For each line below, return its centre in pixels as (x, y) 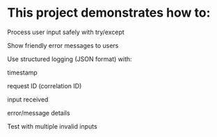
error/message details (39, 113)
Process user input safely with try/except (66, 32)
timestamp (23, 72)
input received (28, 99)
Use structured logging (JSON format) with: (70, 59)
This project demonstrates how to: (109, 13)
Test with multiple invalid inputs (52, 126)
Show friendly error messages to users (63, 45)
